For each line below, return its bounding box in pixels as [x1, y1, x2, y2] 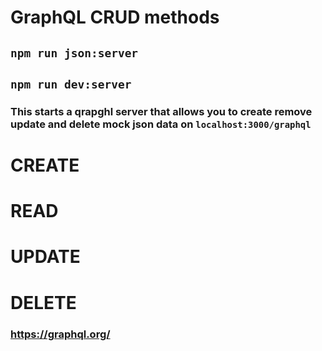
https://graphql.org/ [10, 327, 111, 341]
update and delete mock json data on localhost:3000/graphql [10, 117, 312, 131]
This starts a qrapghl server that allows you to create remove [10, 104, 313, 118]
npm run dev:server [10, 77, 132, 91]
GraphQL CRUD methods [10, 6, 220, 29]
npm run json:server [10, 46, 139, 60]
